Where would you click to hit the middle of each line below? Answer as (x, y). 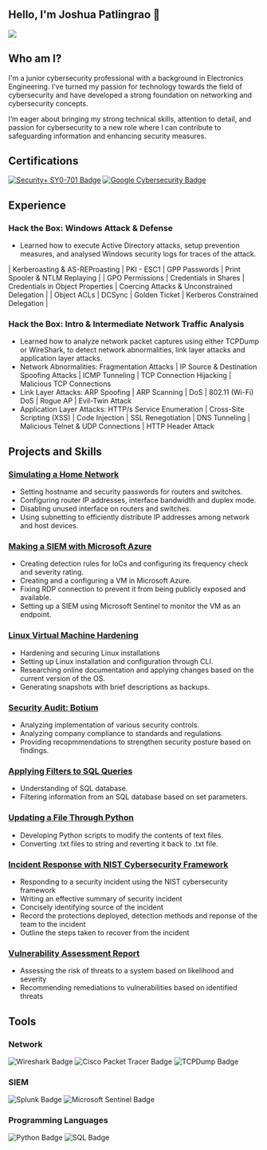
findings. (34, 750)
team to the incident (53, 924)
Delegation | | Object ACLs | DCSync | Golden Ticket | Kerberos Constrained (133, 295)
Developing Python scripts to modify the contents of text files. (122, 835)
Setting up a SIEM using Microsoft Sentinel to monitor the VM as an (130, 606)
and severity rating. (51, 572)
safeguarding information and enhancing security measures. (108, 136)
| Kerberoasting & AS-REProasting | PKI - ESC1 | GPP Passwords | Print (124, 269)
